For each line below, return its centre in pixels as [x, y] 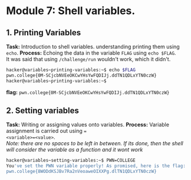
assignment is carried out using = [46, 131]
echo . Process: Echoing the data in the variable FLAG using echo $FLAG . [91, 53]
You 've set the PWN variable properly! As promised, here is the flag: [96, 166]
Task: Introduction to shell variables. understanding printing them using [93, 46]
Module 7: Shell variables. [71, 11]
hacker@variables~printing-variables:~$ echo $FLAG [71, 70]
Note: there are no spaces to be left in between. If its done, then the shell [95, 144]
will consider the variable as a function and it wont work [75, 150]
